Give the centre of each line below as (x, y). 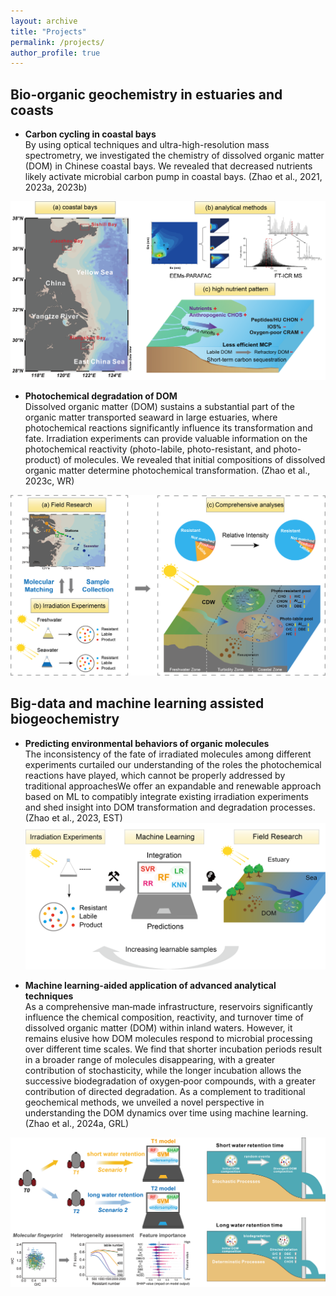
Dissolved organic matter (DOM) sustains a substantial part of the (159, 407)
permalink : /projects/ (57, 42)
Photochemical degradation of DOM (101, 396)
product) (43, 460)
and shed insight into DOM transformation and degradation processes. (170, 807)
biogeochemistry (65, 719)
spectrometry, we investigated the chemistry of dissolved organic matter (174, 156)
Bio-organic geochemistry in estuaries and (146, 94)
